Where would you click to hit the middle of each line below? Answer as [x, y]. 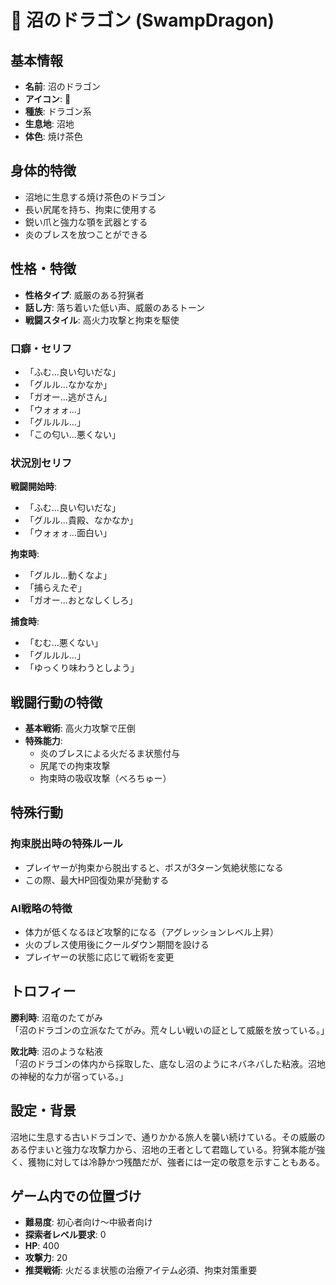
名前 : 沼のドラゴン [62, 86]
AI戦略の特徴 [41, 908]
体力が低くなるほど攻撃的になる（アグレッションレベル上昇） [152, 932]
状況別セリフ [41, 463]
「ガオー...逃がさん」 [68, 397]
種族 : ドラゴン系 [58, 111]
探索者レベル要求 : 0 [65, 1235]
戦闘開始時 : [34, 487]
